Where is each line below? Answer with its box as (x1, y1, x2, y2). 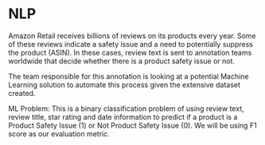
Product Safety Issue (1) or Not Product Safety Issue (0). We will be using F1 (8, 120, 257, 130)
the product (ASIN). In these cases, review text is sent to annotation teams (8, 48, 252, 57)
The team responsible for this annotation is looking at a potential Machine (8, 71, 249, 81)
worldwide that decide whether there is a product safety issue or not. (8, 56, 236, 66)
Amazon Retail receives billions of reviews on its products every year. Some (8, 31, 256, 40)
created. (8, 88, 36, 97)
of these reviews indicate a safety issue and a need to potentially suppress (8, 39, 253, 48)
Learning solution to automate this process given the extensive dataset (8, 80, 241, 90)
